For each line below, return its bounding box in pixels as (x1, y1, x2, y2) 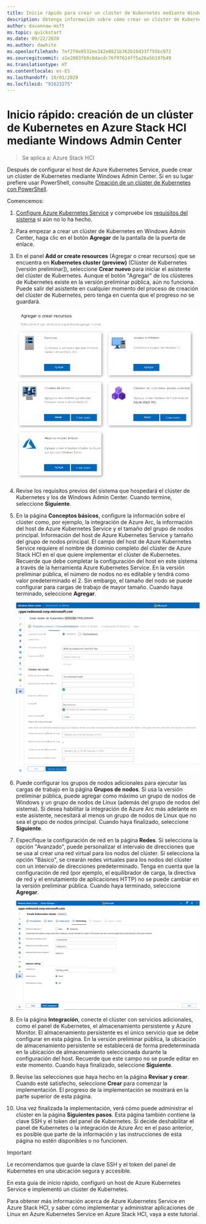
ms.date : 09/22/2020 (7, 35, 60, 42)
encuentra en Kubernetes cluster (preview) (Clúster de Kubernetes (15, 259, 187, 266)
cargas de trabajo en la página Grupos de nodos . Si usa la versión (15, 786, 183, 793)
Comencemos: (7, 198, 44, 205)
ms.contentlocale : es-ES (7, 68, 70, 74)
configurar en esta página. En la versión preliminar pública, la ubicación (15, 1036, 196, 1043)
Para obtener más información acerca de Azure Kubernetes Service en (7, 1198, 185, 1205)
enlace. (15, 240, 35, 248)
